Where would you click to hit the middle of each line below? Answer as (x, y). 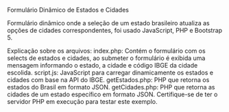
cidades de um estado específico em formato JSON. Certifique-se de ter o (112, 94)
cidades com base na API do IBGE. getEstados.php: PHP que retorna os (108, 80)
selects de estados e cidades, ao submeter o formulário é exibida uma (106, 58)
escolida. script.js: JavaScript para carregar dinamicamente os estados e (110, 72)
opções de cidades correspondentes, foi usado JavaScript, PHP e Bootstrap (115, 30)
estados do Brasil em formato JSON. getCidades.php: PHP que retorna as (111, 87)
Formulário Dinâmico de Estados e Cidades (68, 10)
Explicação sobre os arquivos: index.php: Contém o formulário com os (106, 51)
